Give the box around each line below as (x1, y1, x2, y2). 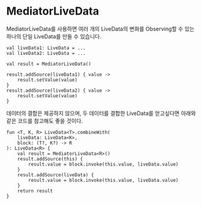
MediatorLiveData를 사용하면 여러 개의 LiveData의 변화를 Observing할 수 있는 (6, 25, 195, 32)
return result (17, 187, 53, 194)
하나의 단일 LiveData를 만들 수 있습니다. (6, 32, 102, 40)
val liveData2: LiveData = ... (6, 50, 86, 56)
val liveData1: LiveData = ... (6, 44, 86, 51)
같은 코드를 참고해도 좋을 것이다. (6, 117, 84, 124)
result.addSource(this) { (17, 156, 84, 162)
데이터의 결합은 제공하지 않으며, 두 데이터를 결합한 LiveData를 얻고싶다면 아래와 (6, 109, 197, 117)
